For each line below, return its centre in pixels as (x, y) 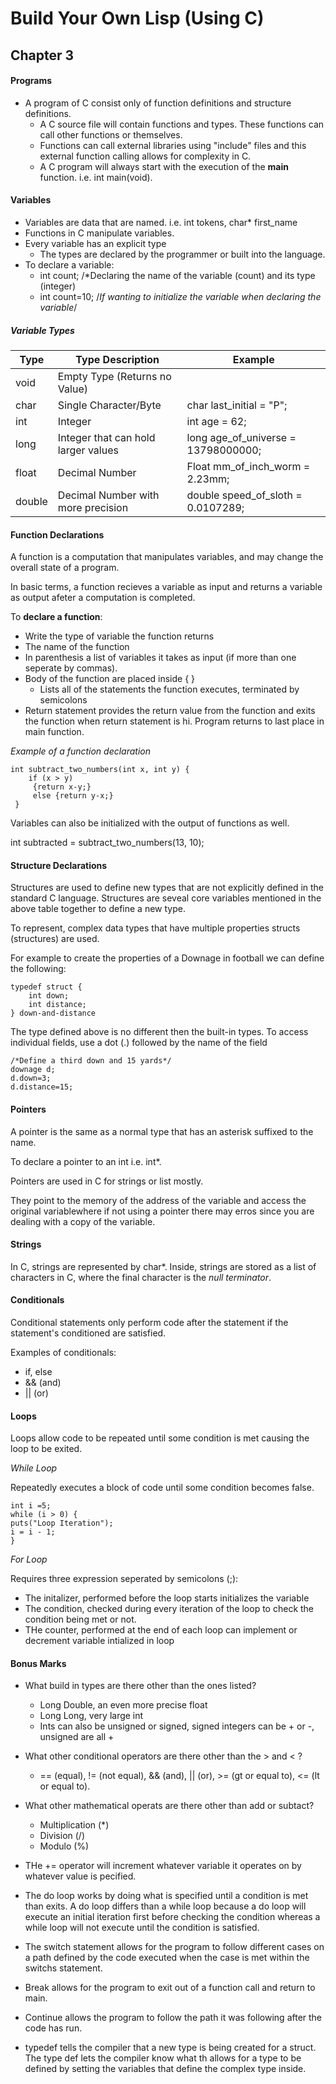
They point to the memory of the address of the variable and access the (158, 1200)
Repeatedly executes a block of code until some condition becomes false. (162, 1488)
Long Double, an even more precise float (123, 1705)
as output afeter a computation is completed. (103, 598)
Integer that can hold (106, 437)
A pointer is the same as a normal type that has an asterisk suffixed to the (162, 1131)
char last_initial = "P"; (237, 405)
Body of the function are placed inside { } (110, 679)
